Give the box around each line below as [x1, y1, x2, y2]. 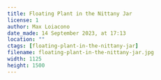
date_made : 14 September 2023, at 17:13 [7, 29, 127, 37]
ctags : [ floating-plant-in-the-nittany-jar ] [7, 42, 139, 49]
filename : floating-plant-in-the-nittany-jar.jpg [7, 49, 155, 56]
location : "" [7, 36, 45, 43]
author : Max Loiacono [7, 23, 70, 30]
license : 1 [7, 17, 39, 24]
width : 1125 [7, 56, 42, 63]
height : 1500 [7, 62, 45, 69]
